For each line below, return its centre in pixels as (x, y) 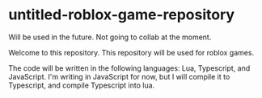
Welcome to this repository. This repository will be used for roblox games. (131, 52)
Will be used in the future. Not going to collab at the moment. (110, 37)
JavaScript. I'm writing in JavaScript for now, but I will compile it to (119, 76)
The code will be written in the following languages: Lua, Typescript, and (129, 68)
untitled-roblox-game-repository (122, 15)
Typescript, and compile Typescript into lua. (82, 85)
